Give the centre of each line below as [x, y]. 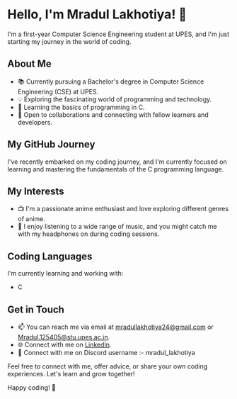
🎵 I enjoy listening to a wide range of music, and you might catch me [117, 227]
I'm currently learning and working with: [65, 274]
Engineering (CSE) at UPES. [58, 91]
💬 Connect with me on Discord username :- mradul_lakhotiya [106, 353]
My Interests [36, 191]
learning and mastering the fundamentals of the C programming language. [116, 169]
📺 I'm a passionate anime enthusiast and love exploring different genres [123, 209]
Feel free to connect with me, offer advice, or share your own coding [108, 366]
